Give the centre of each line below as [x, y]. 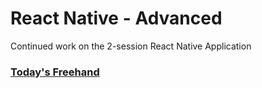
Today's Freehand [55, 72]
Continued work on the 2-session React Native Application [131, 46]
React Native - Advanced [116, 18]
